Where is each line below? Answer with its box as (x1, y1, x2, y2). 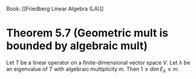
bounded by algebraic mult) (6, 39, 148, 53)
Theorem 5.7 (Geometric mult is (6, 27, 169, 40)
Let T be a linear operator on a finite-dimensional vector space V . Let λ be (6, 58, 191, 66)
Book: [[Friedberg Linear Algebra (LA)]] (6, 5, 104, 12)
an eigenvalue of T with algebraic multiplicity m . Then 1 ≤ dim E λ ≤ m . (6, 65, 180, 74)
